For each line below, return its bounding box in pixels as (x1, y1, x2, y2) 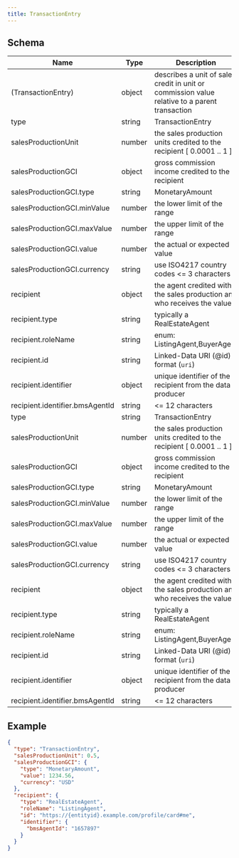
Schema (7, 37, 45, 49)
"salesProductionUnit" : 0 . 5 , (14, 752, 100, 759)
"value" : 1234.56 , (20, 772, 75, 779)
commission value (154, 88, 215, 97)
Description (175, 58, 217, 68)
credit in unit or (154, 79, 205, 89)
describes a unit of (154, 70, 217, 80)
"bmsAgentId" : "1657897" (26, 825, 100, 832)
